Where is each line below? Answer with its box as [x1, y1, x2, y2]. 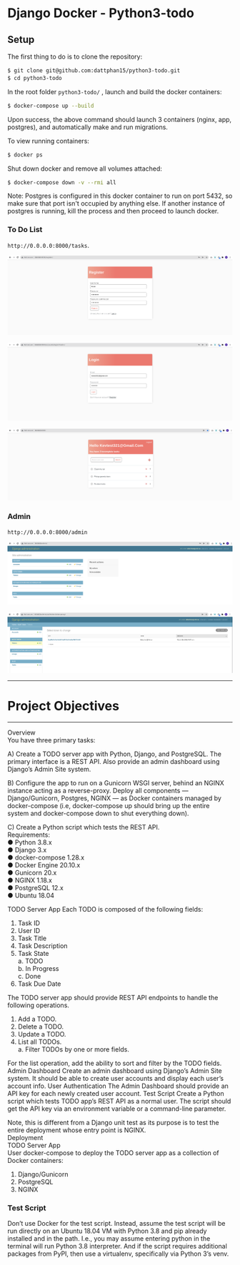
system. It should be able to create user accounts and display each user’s [7, 1074, 224, 1082]
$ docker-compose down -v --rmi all [7, 178, 116, 186]
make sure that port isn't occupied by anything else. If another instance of [7, 199, 226, 208]
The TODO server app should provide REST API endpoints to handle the [7, 993, 219, 1002]
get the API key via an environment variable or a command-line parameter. [7, 1104, 226, 1113]
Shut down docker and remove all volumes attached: [7, 164, 163, 173]
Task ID [17, 919, 41, 927]
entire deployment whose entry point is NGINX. [7, 1126, 146, 1134]
